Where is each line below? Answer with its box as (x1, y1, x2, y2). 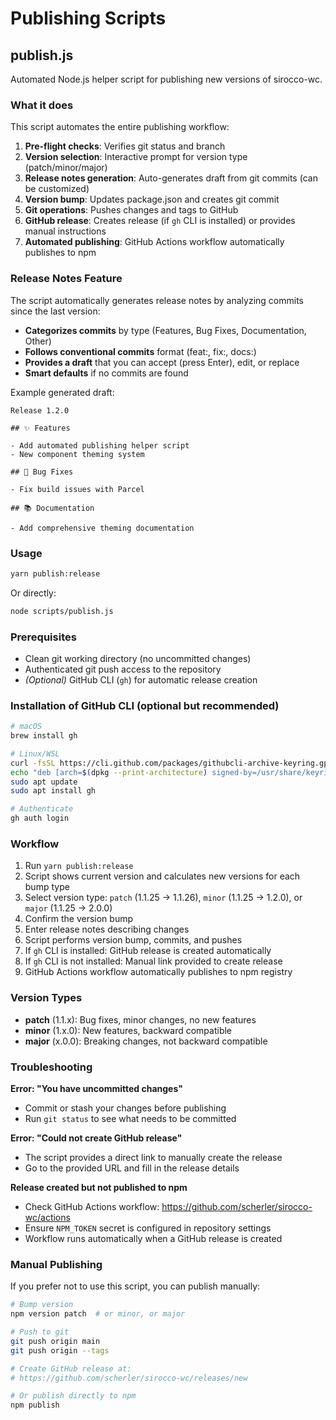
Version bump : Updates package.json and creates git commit (24, 193, 280, 206)
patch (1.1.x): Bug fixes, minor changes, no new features (24, 1013, 257, 1026)
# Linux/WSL (10, 748, 60, 759)
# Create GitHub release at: (10, 1363, 132, 1374)
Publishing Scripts (10, 7, 167, 30)
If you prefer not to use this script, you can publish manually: (10, 1280, 261, 1292)
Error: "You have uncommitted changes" (10, 1083, 183, 1094)
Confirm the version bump (24, 913, 134, 925)
